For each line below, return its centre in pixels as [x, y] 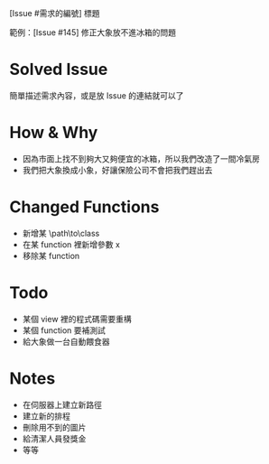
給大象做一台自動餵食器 [66, 341]
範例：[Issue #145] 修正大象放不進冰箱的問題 [93, 32]
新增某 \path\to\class [61, 233]
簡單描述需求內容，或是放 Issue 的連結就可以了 [97, 95]
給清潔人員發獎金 [54, 438]
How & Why [54, 133]
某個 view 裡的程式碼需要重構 [77, 319]
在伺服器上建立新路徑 [62, 404]
